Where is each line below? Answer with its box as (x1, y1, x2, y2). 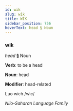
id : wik (5, 7, 21, 12)
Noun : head (5, 72, 29, 78)
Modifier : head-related (5, 82, 51, 87)
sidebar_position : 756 (5, 21, 51, 26)
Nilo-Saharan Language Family (5, 100, 68, 106)
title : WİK (5, 16, 27, 21)
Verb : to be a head (5, 62, 43, 68)
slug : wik (5, 12, 25, 17)
